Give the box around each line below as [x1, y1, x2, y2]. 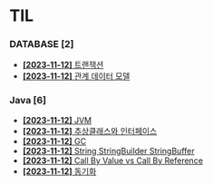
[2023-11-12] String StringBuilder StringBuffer [22, 145, 195, 156]
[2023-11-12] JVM [22, 114, 92, 125]
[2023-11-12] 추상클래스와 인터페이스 [22, 125, 158, 136]
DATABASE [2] [9, 38, 74, 51]
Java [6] [9, 94, 47, 107]
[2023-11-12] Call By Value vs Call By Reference [22, 155, 204, 166]
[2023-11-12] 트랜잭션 [22, 60, 104, 71]
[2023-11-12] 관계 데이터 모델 [22, 71, 131, 82]
